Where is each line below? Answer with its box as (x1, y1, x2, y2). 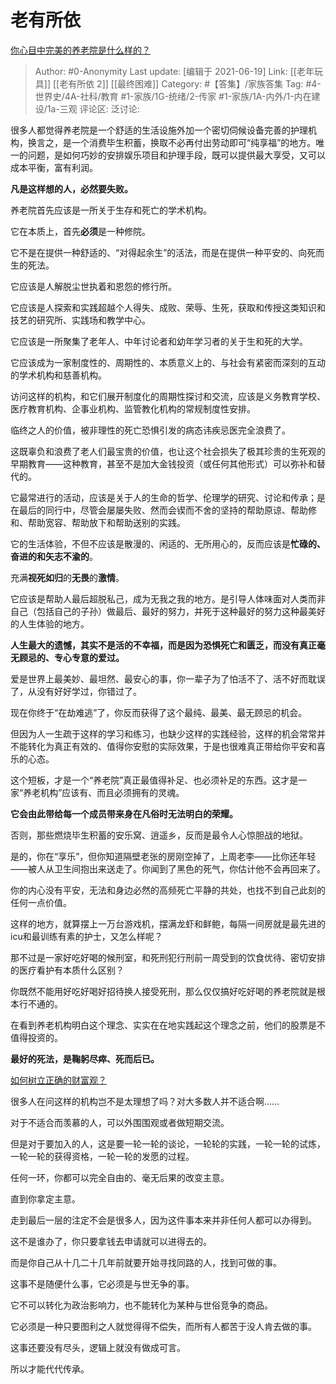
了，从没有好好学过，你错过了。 (10, 685, 142, 697)
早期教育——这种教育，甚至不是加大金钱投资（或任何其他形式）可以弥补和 (10, 457, 317, 470)
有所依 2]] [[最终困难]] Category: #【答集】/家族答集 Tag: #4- (68, 77, 322, 90)
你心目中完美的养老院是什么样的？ (10, 44, 151, 56)
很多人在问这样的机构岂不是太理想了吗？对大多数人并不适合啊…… (10, 1095, 280, 1107)
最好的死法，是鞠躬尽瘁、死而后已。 (10, 1052, 160, 1065)
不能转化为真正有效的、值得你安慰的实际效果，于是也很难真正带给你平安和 (10, 740, 317, 752)
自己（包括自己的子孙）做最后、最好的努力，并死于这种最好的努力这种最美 (10, 605, 317, 617)
